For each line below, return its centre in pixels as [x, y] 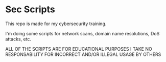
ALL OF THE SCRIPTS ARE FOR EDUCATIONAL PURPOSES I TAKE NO [79, 49]
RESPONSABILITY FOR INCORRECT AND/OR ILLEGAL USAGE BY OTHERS [83, 54]
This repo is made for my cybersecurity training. [56, 24]
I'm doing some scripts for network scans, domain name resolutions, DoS [82, 33]
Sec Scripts [30, 9]
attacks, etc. [18, 39]
